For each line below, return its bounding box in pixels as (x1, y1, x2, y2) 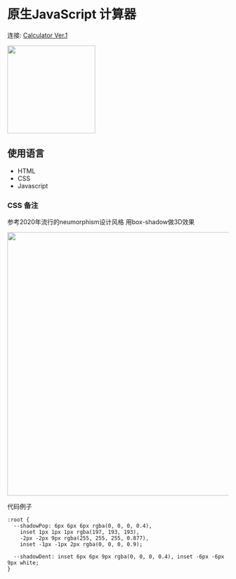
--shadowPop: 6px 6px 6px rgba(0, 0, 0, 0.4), (13, 523, 152, 530)
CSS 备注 (7, 200, 39, 210)
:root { (7, 516, 30, 523)
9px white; (7, 559, 39, 566)
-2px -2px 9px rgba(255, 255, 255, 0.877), (20, 535, 150, 542)
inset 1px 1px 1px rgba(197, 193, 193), (20, 528, 140, 536)
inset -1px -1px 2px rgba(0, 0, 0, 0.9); (20, 541, 143, 548)
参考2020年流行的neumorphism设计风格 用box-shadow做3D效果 (7, 218, 195, 226)
